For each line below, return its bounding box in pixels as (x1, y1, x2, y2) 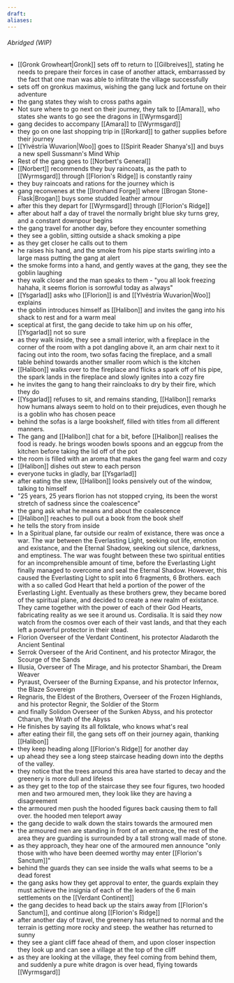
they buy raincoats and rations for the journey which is (17, 179, 175, 188)
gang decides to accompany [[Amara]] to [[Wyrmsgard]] (17, 120, 181, 128)
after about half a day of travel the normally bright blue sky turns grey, (17, 209, 219, 217)
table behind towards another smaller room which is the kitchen (17, 358, 201, 366)
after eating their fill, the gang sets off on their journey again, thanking (17, 730, 219, 738)
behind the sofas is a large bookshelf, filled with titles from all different (17, 417, 220, 426)
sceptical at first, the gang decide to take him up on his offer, (17, 320, 193, 329)
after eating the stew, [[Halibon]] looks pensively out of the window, (17, 477, 212, 485)
